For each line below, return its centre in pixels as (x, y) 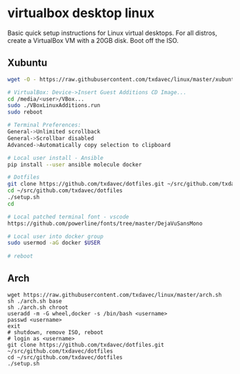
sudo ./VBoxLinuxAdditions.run (54, 106)
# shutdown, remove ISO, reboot (55, 332)
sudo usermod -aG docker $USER (54, 243)
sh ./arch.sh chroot (38, 307)
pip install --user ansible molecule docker (75, 165)
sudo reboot (25, 112)
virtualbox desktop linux (81, 13)
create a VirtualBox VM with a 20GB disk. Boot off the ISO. (93, 40)
